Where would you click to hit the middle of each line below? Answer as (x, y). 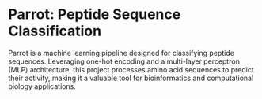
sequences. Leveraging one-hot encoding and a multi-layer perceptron (124, 61)
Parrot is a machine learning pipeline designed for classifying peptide (122, 53)
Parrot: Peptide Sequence (95, 15)
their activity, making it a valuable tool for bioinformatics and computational (131, 78)
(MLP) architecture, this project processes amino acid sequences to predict (131, 69)
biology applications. (42, 86)
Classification (55, 31)
